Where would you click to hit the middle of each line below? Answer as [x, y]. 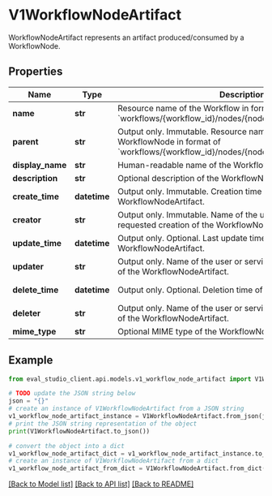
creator [27, 219]
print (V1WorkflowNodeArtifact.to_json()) [79, 431]
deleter [27, 313]
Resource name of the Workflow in [183, 108]
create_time [36, 196]
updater [28, 266]
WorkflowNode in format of [169, 141]
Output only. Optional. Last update [183, 238]
